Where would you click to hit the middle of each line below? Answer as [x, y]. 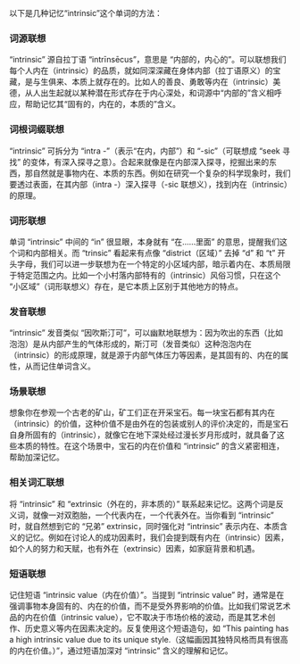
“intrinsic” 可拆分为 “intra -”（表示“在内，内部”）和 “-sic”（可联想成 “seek [145, 151]
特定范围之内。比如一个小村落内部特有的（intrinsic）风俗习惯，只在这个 [149, 275]
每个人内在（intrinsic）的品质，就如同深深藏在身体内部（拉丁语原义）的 [142, 71]
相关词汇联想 [37, 483]
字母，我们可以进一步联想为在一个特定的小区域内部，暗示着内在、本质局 [150, 264]
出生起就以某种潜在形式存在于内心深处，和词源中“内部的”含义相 [157, 93]
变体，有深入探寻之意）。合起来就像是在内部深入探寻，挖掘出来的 [150, 162]
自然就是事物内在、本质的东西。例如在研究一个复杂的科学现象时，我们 [162, 173]
